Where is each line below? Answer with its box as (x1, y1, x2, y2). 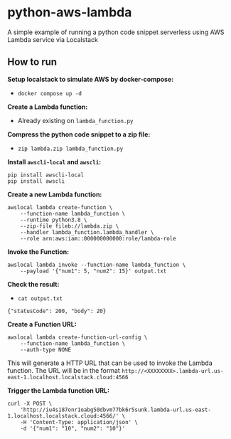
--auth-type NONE (20, 346, 72, 353)
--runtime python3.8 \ (20, 216, 87, 223)
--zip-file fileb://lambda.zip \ (20, 222, 119, 230)
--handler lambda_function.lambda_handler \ (20, 228, 154, 236)
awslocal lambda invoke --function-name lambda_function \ (7, 261, 186, 268)
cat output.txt (17, 295, 63, 302)
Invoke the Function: (7, 247, 70, 256)
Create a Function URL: (7, 319, 77, 328)
